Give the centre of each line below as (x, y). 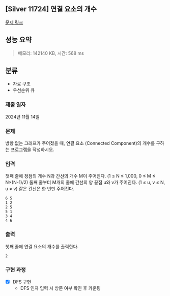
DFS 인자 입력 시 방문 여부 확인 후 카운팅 (60, 288)
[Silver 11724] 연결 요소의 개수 (51, 9)
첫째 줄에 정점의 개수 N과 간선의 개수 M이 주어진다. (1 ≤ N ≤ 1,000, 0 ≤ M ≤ (80, 176)
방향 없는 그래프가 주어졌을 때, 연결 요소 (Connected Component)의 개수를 (80, 143)
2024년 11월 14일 (22, 116)
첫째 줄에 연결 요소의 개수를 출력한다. (42, 246)
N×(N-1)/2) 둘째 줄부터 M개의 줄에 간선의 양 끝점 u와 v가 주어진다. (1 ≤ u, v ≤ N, (85, 183)
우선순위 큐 (24, 90)
